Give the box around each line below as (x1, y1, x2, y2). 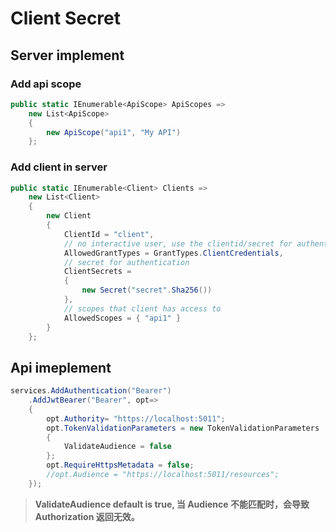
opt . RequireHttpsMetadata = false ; (46, 460, 195, 471)
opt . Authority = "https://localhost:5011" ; (46, 413, 226, 424)
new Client (46, 211, 92, 221)
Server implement (10, 47, 125, 64)
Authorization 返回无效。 (34, 510, 140, 522)
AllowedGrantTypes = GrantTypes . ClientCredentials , (63, 248, 284, 258)
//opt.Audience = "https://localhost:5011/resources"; (46, 470, 280, 480)
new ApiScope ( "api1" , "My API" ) (46, 127, 182, 137)
